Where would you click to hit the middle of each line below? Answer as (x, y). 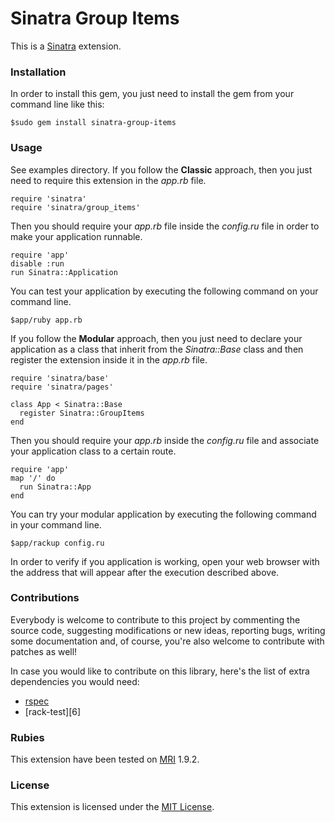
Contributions (45, 598)
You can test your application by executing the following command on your (164, 291)
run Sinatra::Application (64, 272)
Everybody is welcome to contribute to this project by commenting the (155, 619)
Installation (38, 72)
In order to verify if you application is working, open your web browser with (165, 561)
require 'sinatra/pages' (62, 387)
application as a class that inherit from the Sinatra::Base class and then (157, 349)
